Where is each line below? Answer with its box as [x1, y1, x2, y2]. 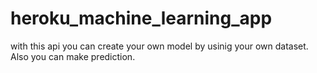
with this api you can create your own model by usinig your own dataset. [10, 40, 309, 52]
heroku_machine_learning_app [10, 7, 273, 30]
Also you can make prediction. [10, 50, 136, 62]
